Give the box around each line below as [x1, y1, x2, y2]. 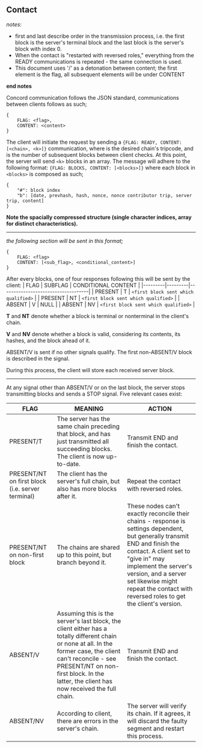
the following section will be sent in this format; [6, 237, 123, 244]
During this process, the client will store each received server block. [6, 366, 175, 373]
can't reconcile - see [57, 654, 117, 663]
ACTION [148, 404, 173, 412]
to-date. [57, 459, 81, 468]
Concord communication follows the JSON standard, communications [6, 94, 179, 101]
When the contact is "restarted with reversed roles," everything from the [14, 51, 194, 59]
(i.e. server [9, 484, 40, 492]
